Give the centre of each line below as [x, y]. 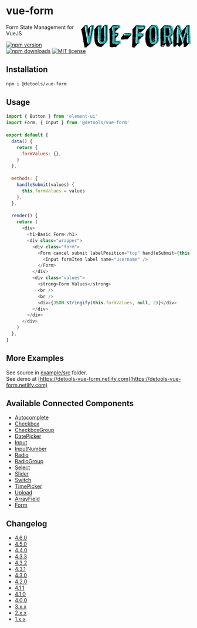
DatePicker [28, 436]
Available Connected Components [70, 403]
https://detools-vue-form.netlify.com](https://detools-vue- [111, 378]
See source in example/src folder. [47, 373]
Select [22, 468]
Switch [23, 480]
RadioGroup [29, 461]
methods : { [25, 179]
